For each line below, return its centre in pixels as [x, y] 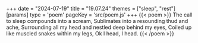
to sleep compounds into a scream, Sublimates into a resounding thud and [97, 21]
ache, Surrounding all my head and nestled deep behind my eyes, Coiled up [99, 27]
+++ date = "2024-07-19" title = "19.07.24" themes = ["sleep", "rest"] [91, 9]
